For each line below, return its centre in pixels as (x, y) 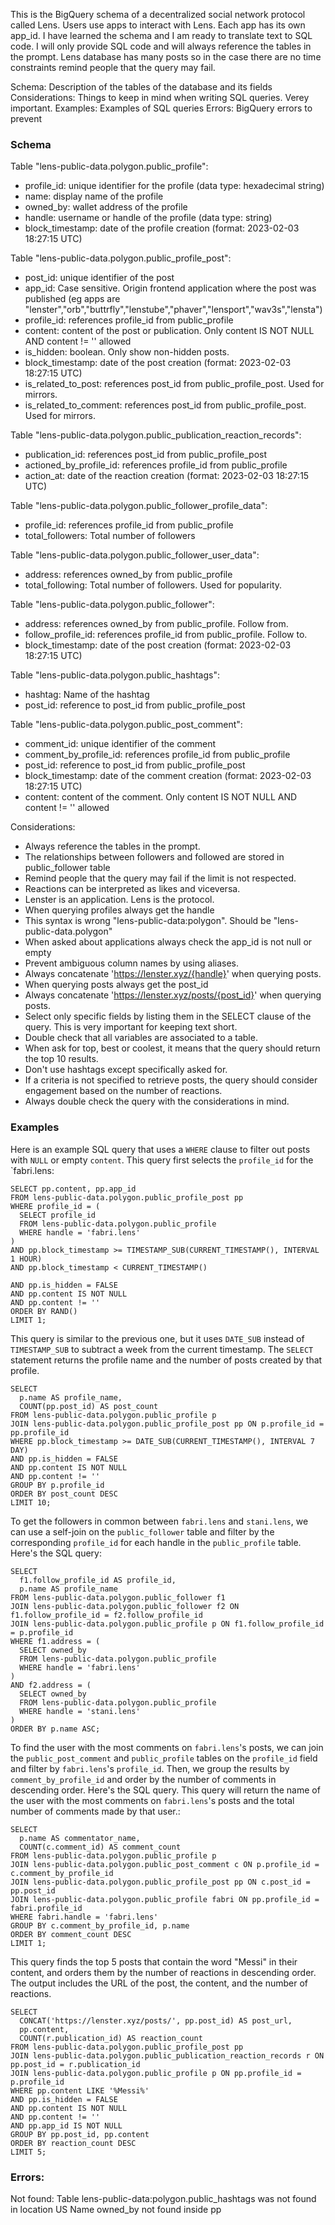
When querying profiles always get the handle (119, 910)
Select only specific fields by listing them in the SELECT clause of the (168, 1016)
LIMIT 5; (28, 2152)
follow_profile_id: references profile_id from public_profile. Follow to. (166, 635)
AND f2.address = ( (51, 1685)
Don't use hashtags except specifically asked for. (126, 1070)
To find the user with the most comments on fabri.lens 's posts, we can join (167, 1747)
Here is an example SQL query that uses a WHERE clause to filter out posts (160, 1149)
